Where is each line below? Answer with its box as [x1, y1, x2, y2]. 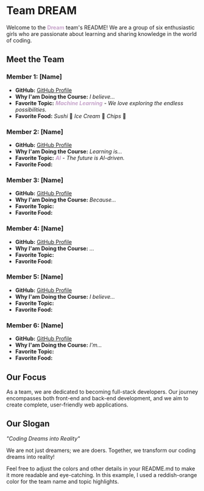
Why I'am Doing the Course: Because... [15, 196, 117, 204]
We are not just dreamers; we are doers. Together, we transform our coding [6, 447, 196, 454]
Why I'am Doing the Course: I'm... [15, 341, 102, 349]
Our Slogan [6, 419, 50, 429]
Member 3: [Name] [6, 176, 64, 184]
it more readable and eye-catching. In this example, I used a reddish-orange [6, 471, 197, 478]
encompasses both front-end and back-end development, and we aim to [6, 394, 189, 402]
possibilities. [15, 106, 47, 113]
